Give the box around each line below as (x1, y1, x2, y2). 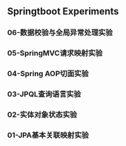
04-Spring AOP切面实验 (7, 69, 89, 79)
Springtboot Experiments (7, 6, 120, 17)
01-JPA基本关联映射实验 (7, 130, 89, 140)
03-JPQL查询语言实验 (7, 89, 81, 99)
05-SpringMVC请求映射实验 (7, 48, 103, 58)
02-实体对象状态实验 (7, 110, 77, 119)
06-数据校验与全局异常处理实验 (7, 28, 113, 38)
